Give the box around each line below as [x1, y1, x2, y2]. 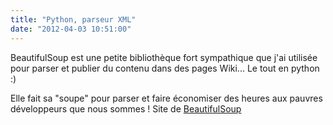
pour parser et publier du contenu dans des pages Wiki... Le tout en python [10, 62, 320, 74]
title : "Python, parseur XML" [10, 14, 137, 25]
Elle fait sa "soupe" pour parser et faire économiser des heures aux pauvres [10, 92, 323, 104]
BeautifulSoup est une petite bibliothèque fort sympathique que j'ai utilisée [10, 51, 318, 63]
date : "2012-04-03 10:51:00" [10, 24, 132, 34]
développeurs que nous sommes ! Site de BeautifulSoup [10, 102, 242, 115]
